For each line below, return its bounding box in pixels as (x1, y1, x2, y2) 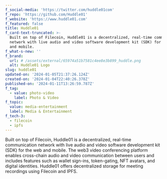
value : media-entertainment (9, 104, 68, 109)
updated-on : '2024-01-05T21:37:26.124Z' (5, 72, 90, 77)
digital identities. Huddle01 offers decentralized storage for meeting (5, 163, 143, 169)
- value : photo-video (9, 90, 55, 95)
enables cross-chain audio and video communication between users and (5, 152, 155, 158)
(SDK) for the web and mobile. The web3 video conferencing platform (5, 147, 148, 153)
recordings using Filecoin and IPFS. (5, 168, 78, 174)
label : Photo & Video (14, 95, 59, 100)
